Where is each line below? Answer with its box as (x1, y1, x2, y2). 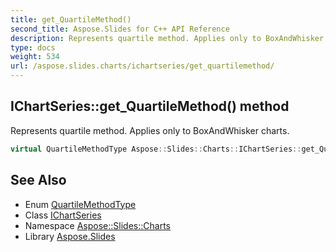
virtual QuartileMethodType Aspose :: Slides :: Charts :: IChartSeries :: (10, 144, 302, 154)
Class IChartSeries (24, 209, 102, 221)
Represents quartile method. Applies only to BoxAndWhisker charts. (10, 124, 290, 136)
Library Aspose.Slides (24, 230, 116, 242)
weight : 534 (10, 52, 60, 62)
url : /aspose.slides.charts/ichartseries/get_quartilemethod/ (10, 61, 275, 71)
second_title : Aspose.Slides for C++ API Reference (10, 24, 230, 34)
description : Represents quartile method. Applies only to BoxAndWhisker (10, 33, 325, 43)
